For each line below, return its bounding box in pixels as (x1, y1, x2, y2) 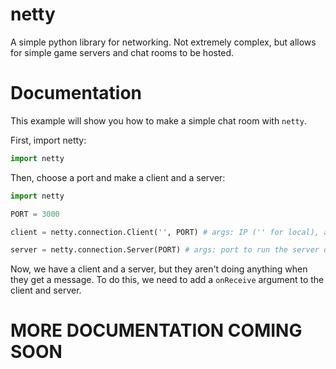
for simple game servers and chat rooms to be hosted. (10, 46, 235, 58)
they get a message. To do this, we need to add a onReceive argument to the (10, 274, 325, 286)
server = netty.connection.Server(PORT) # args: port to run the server (10, 245, 320, 255)
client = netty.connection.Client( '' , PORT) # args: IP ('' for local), (10, 227, 320, 237)
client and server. (10, 284, 82, 297)
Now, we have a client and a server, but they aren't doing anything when (10, 263, 308, 275)
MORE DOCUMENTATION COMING (10, 319, 303, 342)
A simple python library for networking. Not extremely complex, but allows (10, 36, 317, 48)
